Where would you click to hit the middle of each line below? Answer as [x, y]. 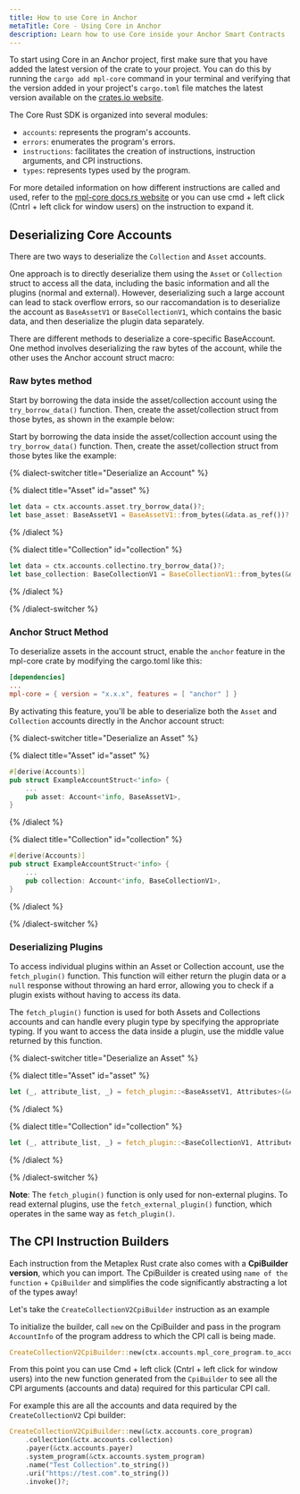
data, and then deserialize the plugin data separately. [107, 321]
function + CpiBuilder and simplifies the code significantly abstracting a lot [148, 1282]
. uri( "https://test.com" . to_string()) [97, 1473]
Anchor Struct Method [59, 632]
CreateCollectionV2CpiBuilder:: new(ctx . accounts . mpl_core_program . [137, 1353]
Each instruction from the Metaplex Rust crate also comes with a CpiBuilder [149, 1263]
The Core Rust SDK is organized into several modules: [108, 115]
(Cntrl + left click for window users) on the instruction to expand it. [132, 207]
